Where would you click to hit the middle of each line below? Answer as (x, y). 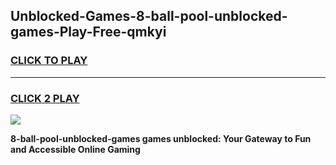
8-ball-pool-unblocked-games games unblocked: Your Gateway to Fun (161, 138)
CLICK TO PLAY (49, 61)
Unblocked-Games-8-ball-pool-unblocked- (149, 16)
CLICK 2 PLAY (45, 98)
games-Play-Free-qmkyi (88, 32)
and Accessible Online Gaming (75, 149)
